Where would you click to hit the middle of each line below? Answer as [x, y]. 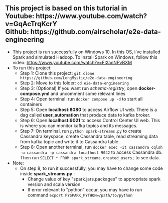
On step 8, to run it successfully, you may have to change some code [91, 168]
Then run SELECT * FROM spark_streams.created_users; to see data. [90, 157]
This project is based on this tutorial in [66, 8]
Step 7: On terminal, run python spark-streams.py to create [81, 131]
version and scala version [54, 184]
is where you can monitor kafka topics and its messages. [79, 126]
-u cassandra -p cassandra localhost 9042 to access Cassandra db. [91, 152]
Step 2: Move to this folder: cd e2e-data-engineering [74, 83]
